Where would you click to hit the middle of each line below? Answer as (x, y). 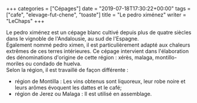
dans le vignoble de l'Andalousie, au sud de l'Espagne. (72, 39)
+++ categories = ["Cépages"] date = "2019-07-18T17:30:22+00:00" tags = (98, 9)
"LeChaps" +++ (25, 21)
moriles (15, 64)
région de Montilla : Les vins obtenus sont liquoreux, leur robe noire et (100, 81)
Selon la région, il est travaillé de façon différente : (67, 70)
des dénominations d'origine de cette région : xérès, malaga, (80, 57)
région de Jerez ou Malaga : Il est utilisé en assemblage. (83, 94)
